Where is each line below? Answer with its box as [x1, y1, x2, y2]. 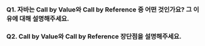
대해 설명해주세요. [19, 14, 69, 22]
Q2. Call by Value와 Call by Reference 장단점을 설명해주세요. [6, 32, 182, 41]
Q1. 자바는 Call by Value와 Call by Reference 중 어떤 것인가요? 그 [6, 5, 192, 13]
